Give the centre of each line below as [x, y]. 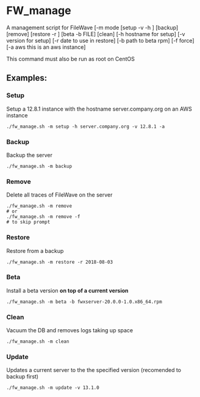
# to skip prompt [28, 222]
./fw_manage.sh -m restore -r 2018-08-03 [60, 262]
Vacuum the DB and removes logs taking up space [70, 330]
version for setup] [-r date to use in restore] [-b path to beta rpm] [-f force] [100, 40]
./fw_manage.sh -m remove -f [43, 217]
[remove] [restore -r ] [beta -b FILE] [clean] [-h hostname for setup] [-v [96, 34]
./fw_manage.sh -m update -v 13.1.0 [53, 388]
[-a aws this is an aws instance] [46, 47]
